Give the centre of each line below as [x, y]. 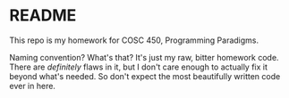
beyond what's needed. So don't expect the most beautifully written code [145, 76]
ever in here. [33, 86]
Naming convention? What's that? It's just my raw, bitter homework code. [144, 57]
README [43, 16]
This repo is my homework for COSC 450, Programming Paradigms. [134, 40]
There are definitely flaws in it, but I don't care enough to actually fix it [139, 67]
